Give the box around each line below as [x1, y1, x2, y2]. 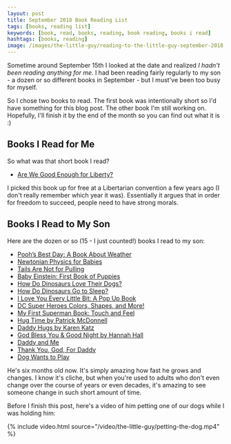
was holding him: [7, 409, 56, 417]
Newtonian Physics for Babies [17, 257, 103, 266]
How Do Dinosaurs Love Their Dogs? [17, 279, 122, 287]
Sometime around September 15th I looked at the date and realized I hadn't [7, 61, 221, 69]
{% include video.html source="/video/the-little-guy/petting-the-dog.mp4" [7, 422, 220, 430]
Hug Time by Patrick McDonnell [17, 316, 108, 325]
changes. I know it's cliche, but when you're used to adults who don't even [7, 374, 220, 382]
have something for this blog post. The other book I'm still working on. [7, 104, 207, 112]
